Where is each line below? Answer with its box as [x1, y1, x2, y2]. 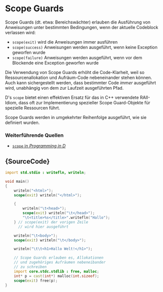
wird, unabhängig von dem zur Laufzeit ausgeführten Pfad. [5, 85, 124, 91]
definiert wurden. [5, 120, 40, 125]
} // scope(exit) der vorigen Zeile [14, 219, 89, 224]
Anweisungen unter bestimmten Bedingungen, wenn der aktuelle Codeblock [5, 24, 159, 30]
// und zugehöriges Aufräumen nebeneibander [14, 260, 106, 265]
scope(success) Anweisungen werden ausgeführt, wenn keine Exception [12, 44, 158, 50]
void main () [5, 179, 29, 184]
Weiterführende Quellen [5, 132, 64, 139]
